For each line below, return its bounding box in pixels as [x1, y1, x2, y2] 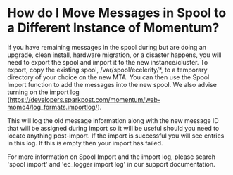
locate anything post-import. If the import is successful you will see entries [7, 131, 225, 140]
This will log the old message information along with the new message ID [7, 116, 220, 124]
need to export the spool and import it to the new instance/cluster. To [7, 58, 208, 66]
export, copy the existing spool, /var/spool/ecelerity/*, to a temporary [7, 65, 208, 74]
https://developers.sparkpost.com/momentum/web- [9, 95, 160, 103]
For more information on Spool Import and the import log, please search [7, 153, 216, 161]
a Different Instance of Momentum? [7, 20, 220, 36]
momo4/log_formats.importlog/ [7, 103, 98, 111]
